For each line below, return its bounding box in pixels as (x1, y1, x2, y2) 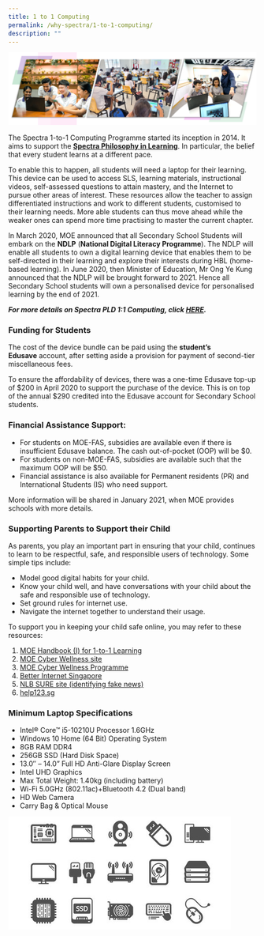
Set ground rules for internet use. (19, 598, 128, 608)
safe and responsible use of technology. (19, 590, 151, 599)
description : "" (8, 29, 61, 37)
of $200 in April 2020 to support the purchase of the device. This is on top (8, 383, 251, 393)
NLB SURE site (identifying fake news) (19, 679, 144, 689)
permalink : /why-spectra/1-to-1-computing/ (8, 21, 154, 29)
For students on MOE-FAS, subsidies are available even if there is (19, 437, 232, 447)
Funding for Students (8, 324, 91, 335)
